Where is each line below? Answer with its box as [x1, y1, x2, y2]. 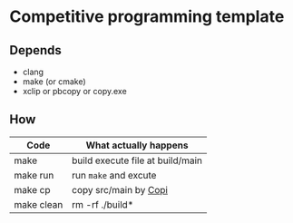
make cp [14, 183, 51, 196]
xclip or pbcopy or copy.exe [22, 86, 127, 96]
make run [14, 169, 54, 181]
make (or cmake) [22, 76, 86, 87]
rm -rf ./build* [71, 198, 134, 210]
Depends [9, 43, 62, 58]
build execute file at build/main [71, 154, 202, 167]
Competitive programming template [9, 6, 285, 27]
